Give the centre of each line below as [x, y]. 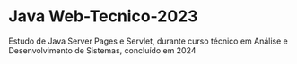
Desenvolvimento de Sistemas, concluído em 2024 [102, 50]
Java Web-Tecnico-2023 [103, 16]
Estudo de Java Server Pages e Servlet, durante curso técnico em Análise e [148, 41]
